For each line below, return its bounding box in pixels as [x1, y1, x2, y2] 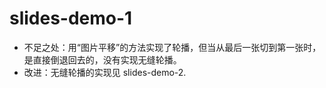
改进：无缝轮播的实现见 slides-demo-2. [23, 66, 187, 78]
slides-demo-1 [9, 7, 133, 30]
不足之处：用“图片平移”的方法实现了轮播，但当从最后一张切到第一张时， [23, 41, 322, 53]
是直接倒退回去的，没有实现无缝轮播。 [23, 53, 182, 66]
